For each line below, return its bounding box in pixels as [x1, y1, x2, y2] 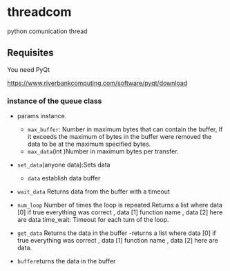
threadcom [7, 4, 72, 20]
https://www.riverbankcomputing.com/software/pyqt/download [7, 79, 188, 87]
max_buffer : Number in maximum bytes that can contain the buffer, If [27, 125, 223, 133]
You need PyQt [7, 65, 50, 73]
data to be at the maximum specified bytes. [27, 140, 151, 149]
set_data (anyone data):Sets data [17, 160, 111, 169]
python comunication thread [7, 27, 88, 35]
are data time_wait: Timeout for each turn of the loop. [17, 216, 169, 224]
